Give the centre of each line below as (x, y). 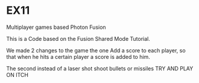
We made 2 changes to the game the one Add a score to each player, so (96, 50)
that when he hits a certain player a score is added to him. (78, 57)
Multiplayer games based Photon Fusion (56, 27)
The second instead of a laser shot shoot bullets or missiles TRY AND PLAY (100, 68)
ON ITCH (17, 75)
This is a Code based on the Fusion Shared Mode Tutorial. (78, 38)
